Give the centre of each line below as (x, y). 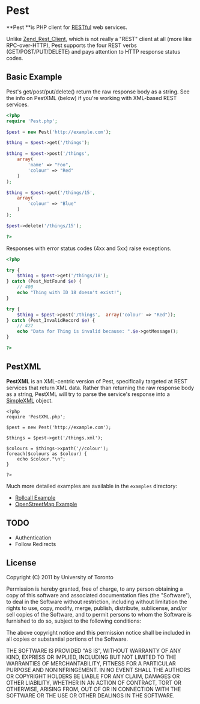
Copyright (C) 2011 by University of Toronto (60, 577)
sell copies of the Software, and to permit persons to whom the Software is (99, 615)
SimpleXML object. (29, 400)
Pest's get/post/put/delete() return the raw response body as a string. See (98, 92)
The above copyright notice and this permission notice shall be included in (98, 633)
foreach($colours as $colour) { (47, 454)
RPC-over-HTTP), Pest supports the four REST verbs (71, 45)
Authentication (33, 538)
